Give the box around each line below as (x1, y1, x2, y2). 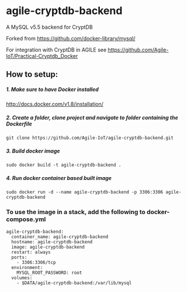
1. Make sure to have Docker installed (6, 86, 99, 93)
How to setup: (6, 69, 58, 80)
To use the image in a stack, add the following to (6, 208, 146, 216)
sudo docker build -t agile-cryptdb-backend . (6, 162, 122, 168)
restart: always (11, 249, 51, 255)
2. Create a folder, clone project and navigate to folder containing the (6, 114, 178, 121)
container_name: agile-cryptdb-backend (11, 233, 109, 240)
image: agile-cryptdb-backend (11, 244, 85, 250)
